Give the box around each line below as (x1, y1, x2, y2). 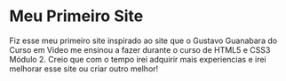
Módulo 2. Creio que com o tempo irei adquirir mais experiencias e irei (9, 54, 266, 64)
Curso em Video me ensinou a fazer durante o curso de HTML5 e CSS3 (9, 44, 271, 55)
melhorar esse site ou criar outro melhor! (9, 63, 159, 74)
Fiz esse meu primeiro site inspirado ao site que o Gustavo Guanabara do (9, 35, 278, 46)
